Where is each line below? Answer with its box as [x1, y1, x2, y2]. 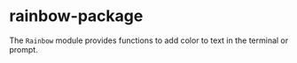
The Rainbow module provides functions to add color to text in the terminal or [9, 35, 289, 45]
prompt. [9, 44, 38, 54]
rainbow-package [9, 6, 144, 26]
